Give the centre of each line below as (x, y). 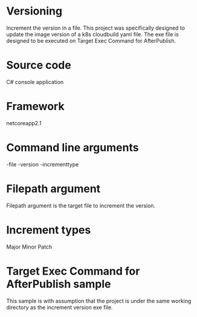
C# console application (35, 82)
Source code (39, 65)
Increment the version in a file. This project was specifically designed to (96, 28)
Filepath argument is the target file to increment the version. (81, 205)
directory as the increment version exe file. (60, 307)
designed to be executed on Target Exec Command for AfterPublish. (91, 41)
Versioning (34, 11)
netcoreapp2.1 (24, 123)
